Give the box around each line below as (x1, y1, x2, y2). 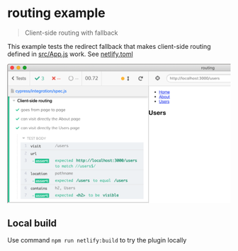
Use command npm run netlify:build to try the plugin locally (7, 236, 187, 245)
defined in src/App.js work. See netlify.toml (7, 50, 133, 58)
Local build (7, 217, 57, 229)
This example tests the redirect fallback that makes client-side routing (7, 42, 211, 50)
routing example (7, 5, 106, 21)
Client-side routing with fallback (24, 28, 118, 37)
